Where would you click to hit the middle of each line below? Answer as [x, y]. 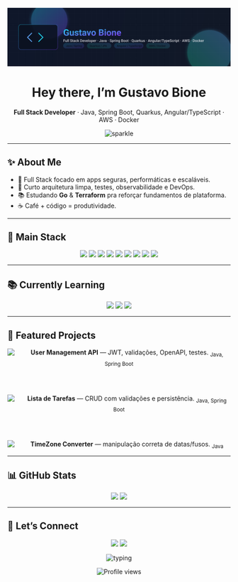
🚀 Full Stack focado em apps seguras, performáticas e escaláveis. [114, 179]
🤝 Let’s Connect [43, 526]
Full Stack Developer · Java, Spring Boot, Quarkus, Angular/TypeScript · [119, 112]
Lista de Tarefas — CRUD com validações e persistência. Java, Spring [127, 399]
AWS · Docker [119, 119]
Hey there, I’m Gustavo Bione [119, 93]
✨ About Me [34, 163]
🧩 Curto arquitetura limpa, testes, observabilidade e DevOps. [106, 187]
